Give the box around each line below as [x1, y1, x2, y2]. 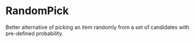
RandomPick [5, 4, 69, 18]
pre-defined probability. [5, 29, 63, 37]
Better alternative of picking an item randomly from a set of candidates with [5, 24, 190, 31]
